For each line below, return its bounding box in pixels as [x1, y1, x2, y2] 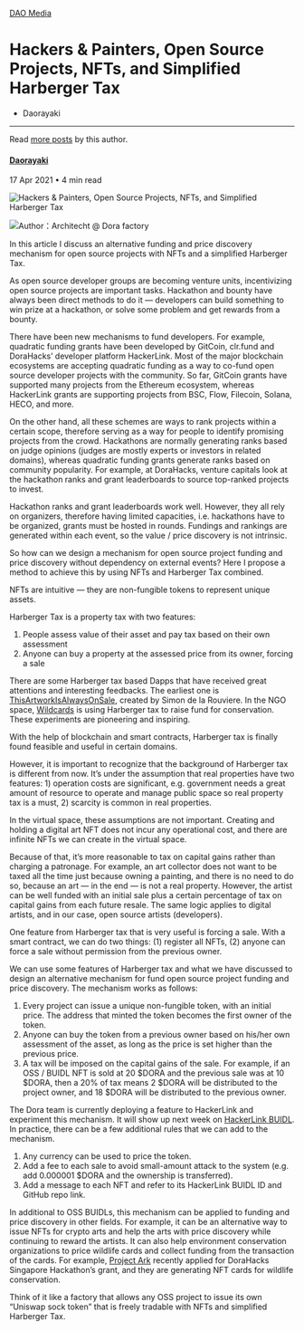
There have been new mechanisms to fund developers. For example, [9, 331, 265, 342]
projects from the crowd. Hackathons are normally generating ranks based [9, 436, 288, 446]
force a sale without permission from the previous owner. [9, 946, 223, 957]
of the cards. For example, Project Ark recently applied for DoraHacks [9, 1255, 270, 1266]
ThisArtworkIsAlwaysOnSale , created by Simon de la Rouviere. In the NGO [9, 694, 287, 705]
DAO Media [9, 8, 52, 18]
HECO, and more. [9, 398, 74, 410]
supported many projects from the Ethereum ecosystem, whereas [9, 379, 255, 390]
